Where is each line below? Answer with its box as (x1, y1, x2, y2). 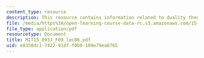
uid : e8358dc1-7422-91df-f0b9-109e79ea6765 (6, 43, 118, 49)
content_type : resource (6, 8, 67, 15)
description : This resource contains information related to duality (6, 14, 186, 21)
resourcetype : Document (6, 31, 67, 37)
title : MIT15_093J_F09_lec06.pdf (6, 37, 91, 43)
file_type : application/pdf (6, 25, 78, 32)
